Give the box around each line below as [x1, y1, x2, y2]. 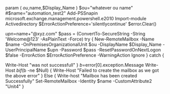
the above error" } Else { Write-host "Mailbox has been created [5, 73, 137, 78]
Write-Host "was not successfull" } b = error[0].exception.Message [5, 62, 144, 68]
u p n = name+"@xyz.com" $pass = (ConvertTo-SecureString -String [5, 31, 146, 36]
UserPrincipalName [5, 47, 46, 53]
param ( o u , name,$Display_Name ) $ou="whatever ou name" [5, 5, 133, 11]
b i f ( [16, 67, 24, 73]
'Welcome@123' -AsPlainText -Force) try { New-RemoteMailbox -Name [5, 36, 155, 42]
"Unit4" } [5, 83, 24, 89]
